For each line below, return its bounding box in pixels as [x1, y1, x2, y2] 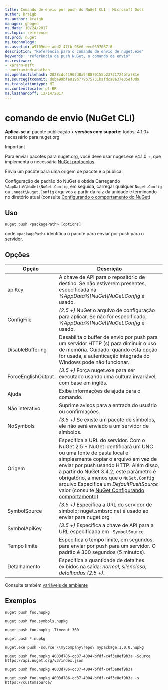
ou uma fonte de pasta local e [59, 449, 129, 456]
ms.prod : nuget [5, 35, 37, 40]
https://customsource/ [5, 680, 52, 685]
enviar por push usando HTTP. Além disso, [59, 462, 159, 469]
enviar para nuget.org [59, 513, 110, 520]
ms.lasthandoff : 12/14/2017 [5, 91, 64, 96]
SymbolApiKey [7, 525, 42, 532]
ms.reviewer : [5, 58, 32, 63]
